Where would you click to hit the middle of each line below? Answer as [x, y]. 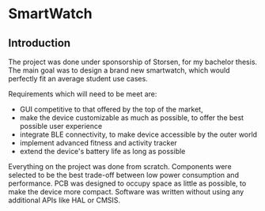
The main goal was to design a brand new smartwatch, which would [119, 70]
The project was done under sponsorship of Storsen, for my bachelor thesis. [133, 62]
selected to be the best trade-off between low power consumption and [124, 175]
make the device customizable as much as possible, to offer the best [131, 118]
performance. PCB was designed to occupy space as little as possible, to [127, 183]
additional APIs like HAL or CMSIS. [64, 200]
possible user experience [61, 126]
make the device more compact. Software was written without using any [126, 192]
